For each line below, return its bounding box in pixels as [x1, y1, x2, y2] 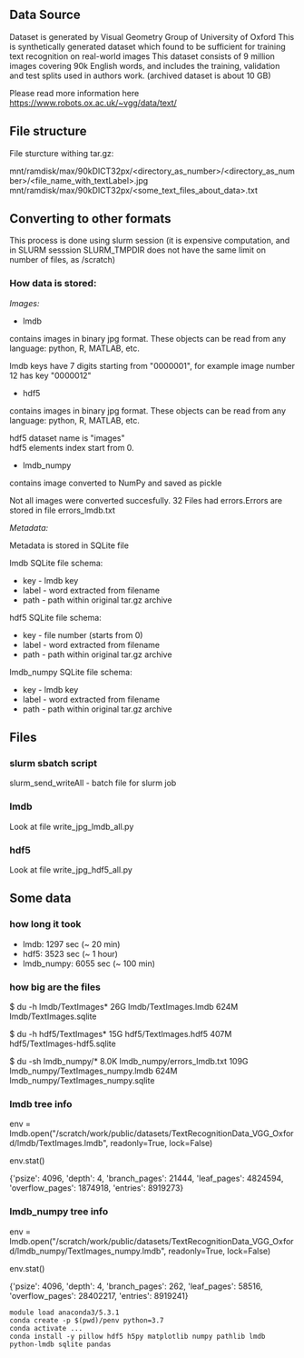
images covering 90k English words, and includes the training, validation [9, 60, 280, 71]
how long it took [9, 918, 82, 931]
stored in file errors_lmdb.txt [9, 504, 116, 515]
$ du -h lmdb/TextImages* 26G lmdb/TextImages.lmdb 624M [9, 1002, 239, 1012]
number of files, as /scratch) [9, 255, 116, 265]
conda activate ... [9, 1323, 83, 1333]
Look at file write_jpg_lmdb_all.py [9, 821, 134, 832]
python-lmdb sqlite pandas [9, 1340, 112, 1349]
